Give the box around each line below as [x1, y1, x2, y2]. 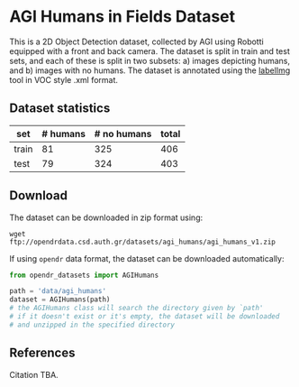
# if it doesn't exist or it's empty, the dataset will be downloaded [9, 312, 280, 321]
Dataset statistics [9, 101, 111, 116]
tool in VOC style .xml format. [9, 74, 119, 85]
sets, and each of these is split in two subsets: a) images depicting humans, [9, 55, 291, 66]
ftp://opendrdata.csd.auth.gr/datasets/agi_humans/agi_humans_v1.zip [9, 237, 276, 246]
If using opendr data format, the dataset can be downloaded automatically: [9, 253, 285, 263]
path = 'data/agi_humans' [9, 287, 106, 296]
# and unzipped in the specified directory [9, 320, 176, 329]
